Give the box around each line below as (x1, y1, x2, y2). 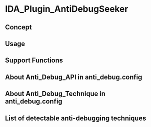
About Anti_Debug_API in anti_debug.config (5, 73, 143, 81)
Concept (5, 23, 32, 31)
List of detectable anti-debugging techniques (5, 114, 147, 122)
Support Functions (5, 56, 64, 65)
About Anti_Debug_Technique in (5, 90, 106, 98)
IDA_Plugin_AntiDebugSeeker (5, 3, 129, 15)
